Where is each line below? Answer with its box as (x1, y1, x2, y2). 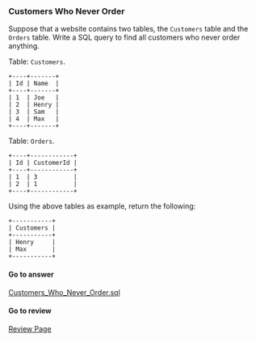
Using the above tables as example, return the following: (8, 201, 196, 211)
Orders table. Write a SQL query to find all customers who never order (8, 32, 241, 42)
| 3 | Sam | (8, 108, 60, 116)
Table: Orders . (8, 136, 55, 146)
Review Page (8, 323, 52, 333)
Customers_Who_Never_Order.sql (8, 287, 121, 297)
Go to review (8, 306, 52, 316)
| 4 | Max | (8, 115, 60, 123)
